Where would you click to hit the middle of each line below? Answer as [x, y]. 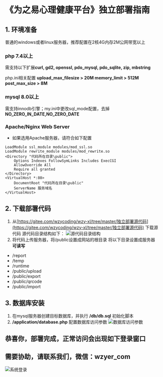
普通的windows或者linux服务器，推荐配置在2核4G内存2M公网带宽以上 [75, 42]
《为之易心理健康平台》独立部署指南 [78, 10]
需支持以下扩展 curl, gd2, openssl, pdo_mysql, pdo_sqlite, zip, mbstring [78, 68]
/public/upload [27, 271]
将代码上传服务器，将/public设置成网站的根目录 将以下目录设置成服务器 [83, 239]
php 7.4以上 [19, 56]
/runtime [21, 266]
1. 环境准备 [21, 30]
